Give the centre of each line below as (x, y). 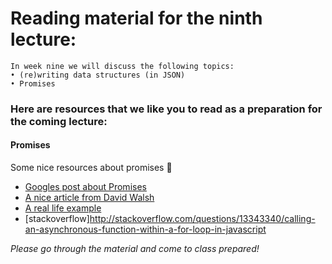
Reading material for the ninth (136, 18)
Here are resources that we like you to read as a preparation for (166, 109)
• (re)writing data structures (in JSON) (98, 75)
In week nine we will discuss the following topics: (122, 66)
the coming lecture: (59, 121)
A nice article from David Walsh (89, 198)
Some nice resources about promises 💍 (91, 168)
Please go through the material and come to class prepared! (135, 249)
